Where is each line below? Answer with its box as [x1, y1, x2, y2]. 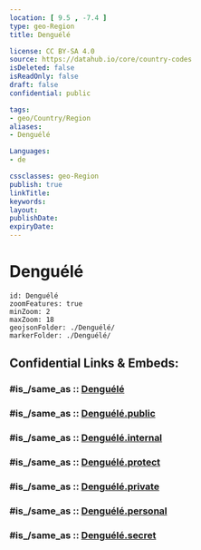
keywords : [9, 197, 47, 206]
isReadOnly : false [9, 72, 79, 82]
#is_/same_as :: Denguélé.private [9, 480, 160, 493]
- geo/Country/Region [9, 113, 91, 123]
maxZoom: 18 [9, 315, 54, 324]
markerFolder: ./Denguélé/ [9, 330, 111, 340]
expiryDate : [9, 222, 54, 231]
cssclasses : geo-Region [9, 172, 100, 181]
